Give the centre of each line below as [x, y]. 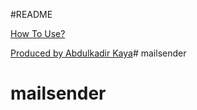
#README [31, 14]
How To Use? [38, 33]
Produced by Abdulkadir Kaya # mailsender [98, 53]
